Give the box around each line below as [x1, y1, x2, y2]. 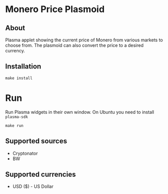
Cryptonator [12, 150, 38, 156]
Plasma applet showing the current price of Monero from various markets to [5, 37, 163, 43]
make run [5, 123, 24, 128]
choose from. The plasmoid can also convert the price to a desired [5, 42, 144, 48]
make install [5, 76, 33, 81]
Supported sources [5, 137, 67, 146]
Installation [5, 62, 41, 71]
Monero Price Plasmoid [5, 4, 105, 15]
